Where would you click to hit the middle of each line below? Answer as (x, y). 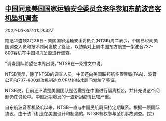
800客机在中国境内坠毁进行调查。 (40, 53)
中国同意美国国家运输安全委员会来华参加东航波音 (80, 9)
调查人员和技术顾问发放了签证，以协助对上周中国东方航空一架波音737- (81, 46)
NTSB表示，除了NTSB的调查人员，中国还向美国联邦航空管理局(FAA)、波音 (81, 74)
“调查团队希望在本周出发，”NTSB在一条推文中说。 (55, 63)
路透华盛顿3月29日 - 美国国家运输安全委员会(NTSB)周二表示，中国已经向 (80, 40)
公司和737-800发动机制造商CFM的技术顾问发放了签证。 (62, 80)
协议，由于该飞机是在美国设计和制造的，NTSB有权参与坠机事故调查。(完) (80, 113)
